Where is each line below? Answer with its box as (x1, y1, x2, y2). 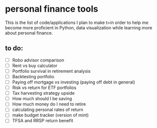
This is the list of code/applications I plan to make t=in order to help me (5, 20, 149, 25)
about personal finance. (5, 30, 53, 36)
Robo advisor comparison (12, 57, 65, 63)
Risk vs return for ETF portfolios (12, 85, 77, 91)
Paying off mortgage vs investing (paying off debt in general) (12, 79, 135, 85)
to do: (5, 44, 23, 52)
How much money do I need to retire (12, 101, 86, 107)
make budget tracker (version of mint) (12, 112, 89, 118)
